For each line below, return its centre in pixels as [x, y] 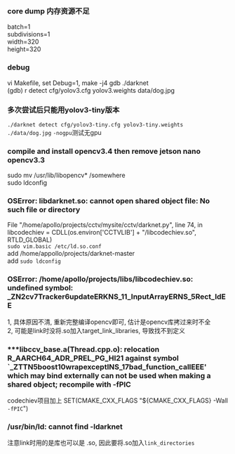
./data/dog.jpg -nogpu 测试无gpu [54, 132]
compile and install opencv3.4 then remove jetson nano [104, 151]
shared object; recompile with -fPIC [69, 384]
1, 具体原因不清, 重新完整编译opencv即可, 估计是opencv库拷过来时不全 [109, 322]
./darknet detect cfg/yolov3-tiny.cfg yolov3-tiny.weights [95, 124]
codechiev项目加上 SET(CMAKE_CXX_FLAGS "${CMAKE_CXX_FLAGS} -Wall [117, 401]
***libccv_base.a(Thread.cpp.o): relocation [83, 349]
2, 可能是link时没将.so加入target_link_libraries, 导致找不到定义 [96, 330]
